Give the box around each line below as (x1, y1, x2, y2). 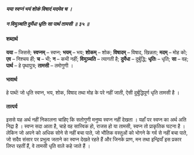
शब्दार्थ (6, 36, 18, 43)
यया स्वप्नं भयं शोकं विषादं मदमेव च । (6, 5, 72, 12)
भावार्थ (6, 75, 18, 82)
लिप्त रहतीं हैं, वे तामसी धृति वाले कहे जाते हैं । (6, 143, 91, 150)
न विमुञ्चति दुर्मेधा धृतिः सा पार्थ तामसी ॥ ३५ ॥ (6, 20, 89, 27)
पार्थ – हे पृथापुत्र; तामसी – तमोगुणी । (6, 62, 73, 69)
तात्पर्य (6, 103, 18, 110)
